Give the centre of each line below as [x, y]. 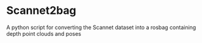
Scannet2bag [41, 11]
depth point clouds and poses [44, 33]
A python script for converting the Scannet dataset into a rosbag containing [101, 27]
